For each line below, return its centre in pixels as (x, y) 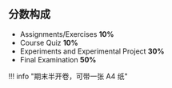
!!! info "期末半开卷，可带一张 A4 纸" (68, 76)
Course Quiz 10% (49, 42)
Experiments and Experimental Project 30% (92, 51)
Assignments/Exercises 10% (67, 34)
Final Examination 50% (58, 59)
